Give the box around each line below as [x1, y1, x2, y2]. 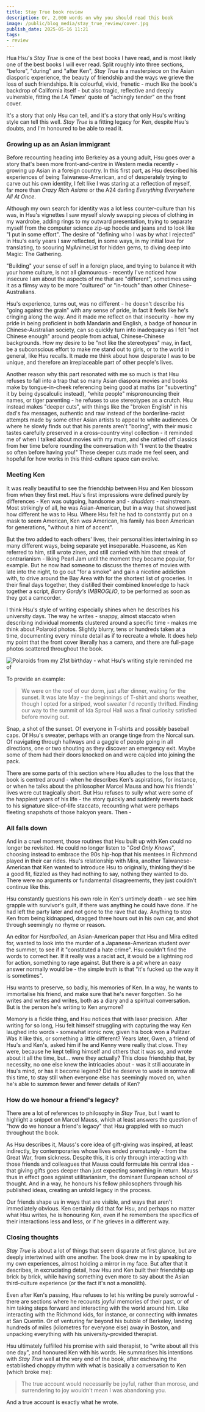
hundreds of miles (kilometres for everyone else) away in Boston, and [6, 1324, 181, 1331]
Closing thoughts [6, 1233, 59, 1242]
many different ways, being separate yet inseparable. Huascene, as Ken [6, 542, 187, 549]
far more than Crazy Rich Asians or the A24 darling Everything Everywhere [6, 186, 195, 194]
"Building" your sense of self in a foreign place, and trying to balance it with [6, 262, 196, 270]
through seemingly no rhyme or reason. [6, 921, 106, 928]
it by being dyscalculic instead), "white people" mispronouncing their [6, 390, 180, 398]
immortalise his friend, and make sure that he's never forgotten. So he [6, 990, 182, 997]
